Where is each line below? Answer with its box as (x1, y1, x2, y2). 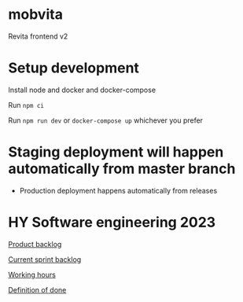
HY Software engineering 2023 (8, 214, 216, 231)
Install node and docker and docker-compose (8, 85, 156, 94)
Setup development (8, 59, 140, 77)
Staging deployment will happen (8, 143, 224, 161)
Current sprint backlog (8, 254, 82, 264)
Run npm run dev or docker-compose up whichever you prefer (8, 116, 203, 125)
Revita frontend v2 (8, 31, 68, 41)
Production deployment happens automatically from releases (19, 186, 218, 195)
